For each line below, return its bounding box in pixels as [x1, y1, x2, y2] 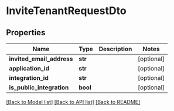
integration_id [9, 74, 49, 82]
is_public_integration [9, 83, 69, 92]
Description [98, 45, 132, 53]
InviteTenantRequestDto [6, 4, 127, 18]
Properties [6, 28, 46, 38]
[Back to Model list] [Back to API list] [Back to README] [6, 99, 141, 105]
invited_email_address [9, 55, 73, 63]
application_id [9, 65, 50, 72]
